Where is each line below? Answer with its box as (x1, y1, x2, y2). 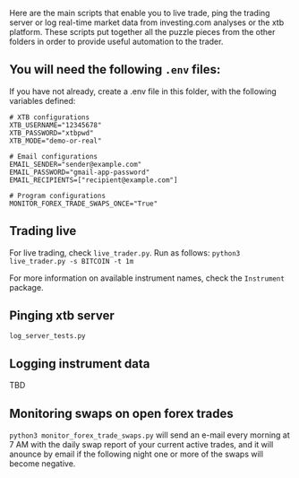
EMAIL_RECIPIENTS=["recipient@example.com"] (9, 175, 178, 185)
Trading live (9, 223, 77, 239)
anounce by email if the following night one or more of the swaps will (9, 448, 264, 460)
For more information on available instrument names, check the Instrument (9, 273, 285, 283)
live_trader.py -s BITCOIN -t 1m (9, 256, 134, 265)
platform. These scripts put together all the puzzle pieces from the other (9, 27, 276, 37)
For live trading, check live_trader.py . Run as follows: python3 (9, 247, 241, 258)
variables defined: (9, 95, 76, 106)
